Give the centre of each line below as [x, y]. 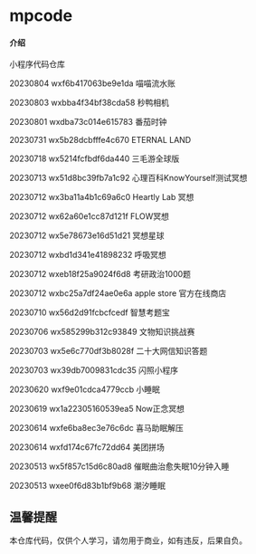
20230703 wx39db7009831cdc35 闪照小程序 [94, 370]
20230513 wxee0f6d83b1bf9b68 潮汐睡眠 [87, 486]
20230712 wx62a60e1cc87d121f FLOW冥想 [90, 216]
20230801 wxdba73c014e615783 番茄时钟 [88, 122]
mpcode [41, 16]
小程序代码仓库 [37, 64]
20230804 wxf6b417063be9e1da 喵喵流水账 [93, 83]
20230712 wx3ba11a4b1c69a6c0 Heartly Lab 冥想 [102, 197]
